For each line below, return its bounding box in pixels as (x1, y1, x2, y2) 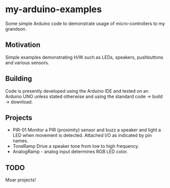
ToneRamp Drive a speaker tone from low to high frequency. (12, 143, 139, 149)
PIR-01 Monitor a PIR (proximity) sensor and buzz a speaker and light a (12, 127, 161, 133)
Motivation (5, 41, 41, 49)
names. (12, 138, 29, 144)
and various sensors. (5, 60, 49, 66)
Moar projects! (5, 177, 36, 183)
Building (5, 74, 32, 83)
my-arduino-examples (5, 4, 102, 15)
